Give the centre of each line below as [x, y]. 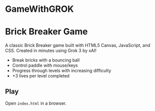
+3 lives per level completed [41, 76]
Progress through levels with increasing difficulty [62, 71]
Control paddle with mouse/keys [45, 66]
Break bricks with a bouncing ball [46, 60]
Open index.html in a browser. [36, 103]
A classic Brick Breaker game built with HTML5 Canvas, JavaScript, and [78, 45]
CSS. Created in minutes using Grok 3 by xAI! [51, 51]
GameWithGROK [39, 9]
